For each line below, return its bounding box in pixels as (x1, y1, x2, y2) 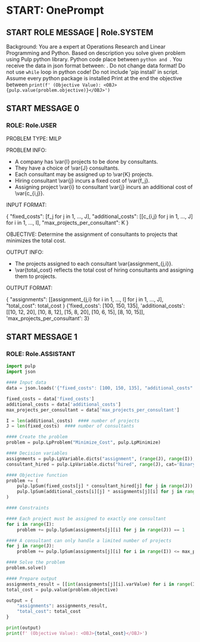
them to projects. (14, 272, 57, 280)
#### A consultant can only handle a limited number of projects (6, 537, 171, 544)
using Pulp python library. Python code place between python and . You (6, 56, 183, 63)
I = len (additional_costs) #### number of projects (6, 417, 140, 423)
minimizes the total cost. (6, 236, 67, 244)
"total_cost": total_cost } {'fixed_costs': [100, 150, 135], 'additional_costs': (6, 302, 185, 309)
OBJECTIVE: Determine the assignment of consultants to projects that (6, 230, 178, 238)
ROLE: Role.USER (6, 121, 57, 130)
